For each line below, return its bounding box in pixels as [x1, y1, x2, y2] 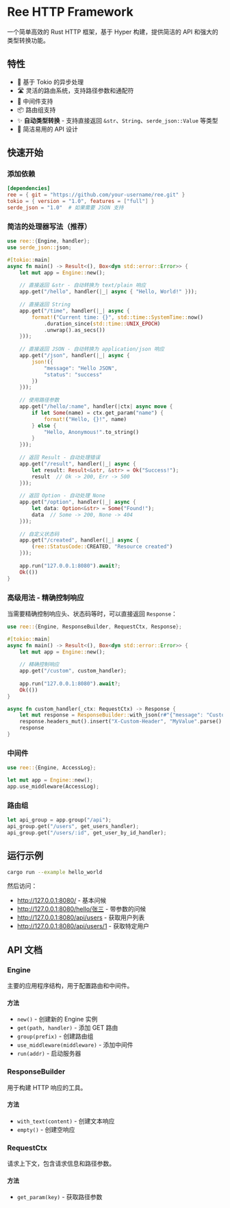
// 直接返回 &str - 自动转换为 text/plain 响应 [19, 282, 146, 289]
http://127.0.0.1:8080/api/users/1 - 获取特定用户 [16, 922, 149, 930]
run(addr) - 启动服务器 [16, 1050, 81, 1058]
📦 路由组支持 [16, 106, 56, 114]
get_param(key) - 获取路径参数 [16, 1193, 103, 1201]
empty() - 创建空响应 [16, 1125, 75, 1133]
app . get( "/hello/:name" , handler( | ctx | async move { [19, 403, 173, 410]
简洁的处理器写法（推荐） [7, 221, 92, 231]
